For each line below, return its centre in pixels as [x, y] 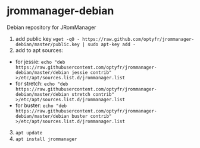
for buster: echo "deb [41, 105]
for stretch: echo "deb [42, 83]
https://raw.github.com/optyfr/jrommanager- [138, 39]
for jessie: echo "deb [40, 62]
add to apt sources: [39, 50]
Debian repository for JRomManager [51, 27]
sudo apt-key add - [112, 44]
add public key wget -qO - [47, 38]
